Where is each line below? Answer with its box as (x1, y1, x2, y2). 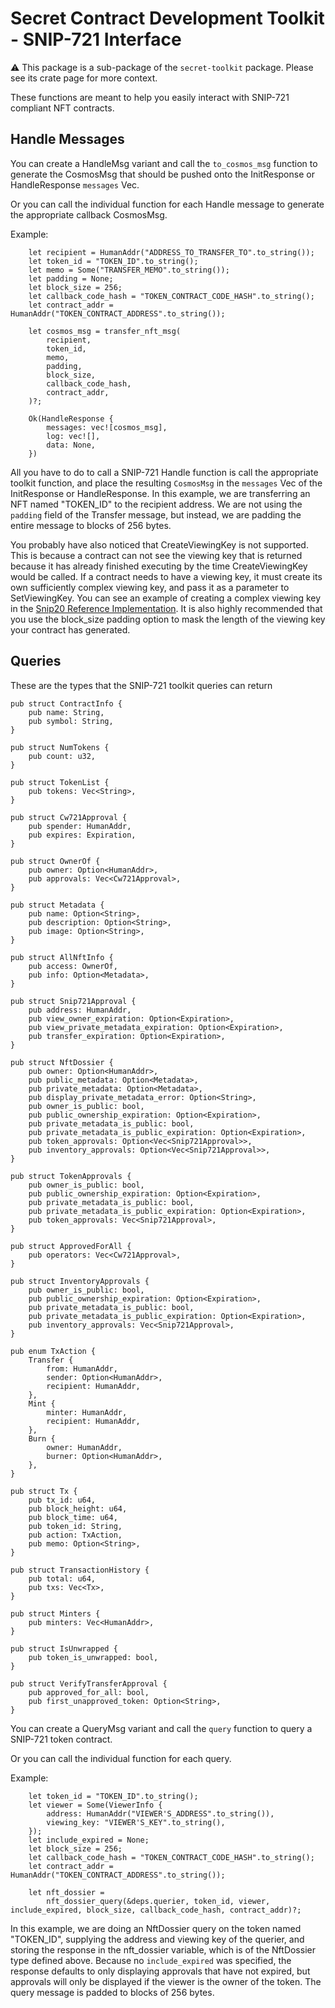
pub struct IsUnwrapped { (10, 1643, 118, 1654)
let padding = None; (28, 273, 114, 284)
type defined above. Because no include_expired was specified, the (10, 1954, 292, 1966)
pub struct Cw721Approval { (10, 812, 128, 822)
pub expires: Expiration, (28, 830, 137, 840)
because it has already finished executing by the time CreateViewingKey (10, 560, 308, 572)
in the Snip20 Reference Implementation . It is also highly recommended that (10, 602, 323, 614)
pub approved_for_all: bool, (28, 1687, 150, 1697)
